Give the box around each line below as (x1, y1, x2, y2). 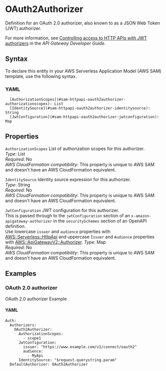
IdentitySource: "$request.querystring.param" (18, 358, 117, 363)
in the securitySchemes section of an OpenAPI (53, 218, 147, 224)
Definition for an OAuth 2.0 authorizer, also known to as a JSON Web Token (5, 20, 161, 26)
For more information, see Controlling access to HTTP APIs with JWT (5, 35, 147, 41)
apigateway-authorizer (5, 218, 52, 224)
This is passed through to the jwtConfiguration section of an (5, 212, 131, 218)
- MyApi (27, 353, 43, 358)
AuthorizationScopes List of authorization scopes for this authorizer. (5, 146, 145, 152)
